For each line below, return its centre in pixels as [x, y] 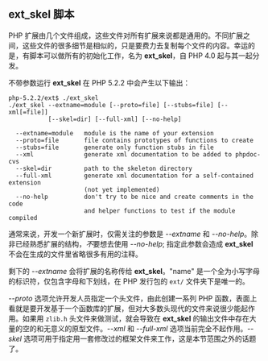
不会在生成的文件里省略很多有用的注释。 [75, 254]
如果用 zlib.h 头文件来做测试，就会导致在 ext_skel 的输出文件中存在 [136, 318]
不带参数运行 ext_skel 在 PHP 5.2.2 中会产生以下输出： [99, 82]
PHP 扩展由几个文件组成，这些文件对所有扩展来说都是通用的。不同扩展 [126, 35]
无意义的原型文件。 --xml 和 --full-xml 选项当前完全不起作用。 [145, 328]
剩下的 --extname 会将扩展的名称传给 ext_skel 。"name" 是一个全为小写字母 [134, 271]
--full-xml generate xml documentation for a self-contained [134, 176]
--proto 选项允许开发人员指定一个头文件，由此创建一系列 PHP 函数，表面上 [133, 298]
